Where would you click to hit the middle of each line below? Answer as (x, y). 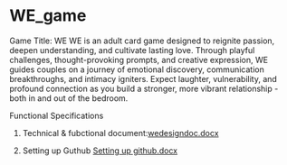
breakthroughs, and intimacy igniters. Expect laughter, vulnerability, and (143, 78)
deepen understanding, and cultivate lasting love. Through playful (132, 50)
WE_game (48, 16)
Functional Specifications (57, 115)
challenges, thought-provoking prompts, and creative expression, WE (139, 60)
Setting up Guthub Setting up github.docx (100, 151)
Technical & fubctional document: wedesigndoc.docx (120, 133)
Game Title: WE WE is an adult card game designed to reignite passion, (142, 41)
